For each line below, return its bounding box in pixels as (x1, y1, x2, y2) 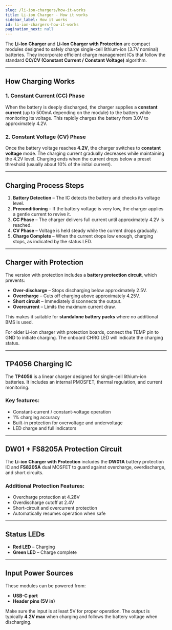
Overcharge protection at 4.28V (12, 494, 80, 500)
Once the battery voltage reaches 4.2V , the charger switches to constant (5, 145, 161, 151)
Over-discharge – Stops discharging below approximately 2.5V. (12, 287, 147, 293)
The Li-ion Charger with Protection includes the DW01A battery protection (5, 458, 164, 464)
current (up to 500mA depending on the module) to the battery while (5, 109, 151, 116)
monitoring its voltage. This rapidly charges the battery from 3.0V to (5, 115, 148, 121)
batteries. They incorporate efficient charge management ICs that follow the (5, 52, 166, 58)
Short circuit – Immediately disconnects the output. (12, 298, 122, 304)
